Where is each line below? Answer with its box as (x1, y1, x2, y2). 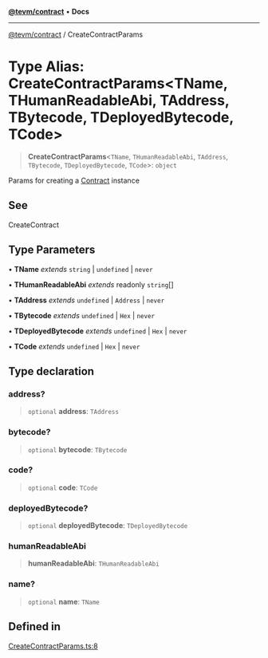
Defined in (8, 620, 61, 633)
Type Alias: (8, 57, 85, 76)
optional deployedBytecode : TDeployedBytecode (27, 521, 188, 530)
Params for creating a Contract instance (8, 175, 140, 185)
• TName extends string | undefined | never (8, 264, 153, 274)
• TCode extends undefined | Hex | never (8, 341, 140, 351)
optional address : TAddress (27, 407, 120, 416)
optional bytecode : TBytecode (27, 444, 128, 454)
